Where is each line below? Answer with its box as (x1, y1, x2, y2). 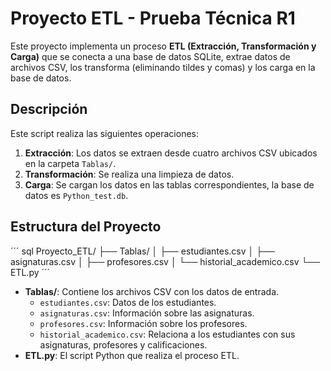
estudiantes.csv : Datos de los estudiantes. (39, 296, 217, 308)
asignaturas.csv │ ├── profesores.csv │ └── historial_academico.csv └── (10, 255, 321, 267)
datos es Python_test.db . (24, 189, 129, 201)
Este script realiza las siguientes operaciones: (10, 127, 200, 139)
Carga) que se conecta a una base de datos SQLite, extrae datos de (10, 50, 291, 62)
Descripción (10, 101, 88, 118)
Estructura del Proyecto (10, 218, 162, 236)
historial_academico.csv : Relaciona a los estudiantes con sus (39, 328, 296, 340)
